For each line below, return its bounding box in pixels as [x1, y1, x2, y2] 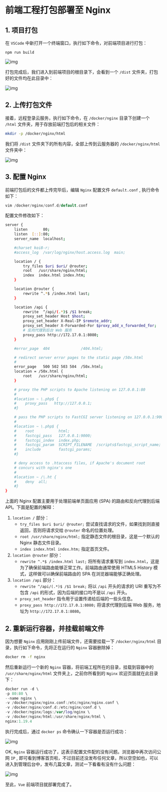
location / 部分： [12, 515, 50, 521]
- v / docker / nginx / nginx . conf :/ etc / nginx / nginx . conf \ [5, 700, 119, 705]
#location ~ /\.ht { [14, 474, 57, 479]
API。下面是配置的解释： [5, 504, 56, 510]
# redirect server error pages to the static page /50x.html [14, 355, 143, 360]
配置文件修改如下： [5, 213, 45, 219]
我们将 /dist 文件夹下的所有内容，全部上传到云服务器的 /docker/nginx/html [5, 140, 161, 147]
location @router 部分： [12, 552, 63, 558]
